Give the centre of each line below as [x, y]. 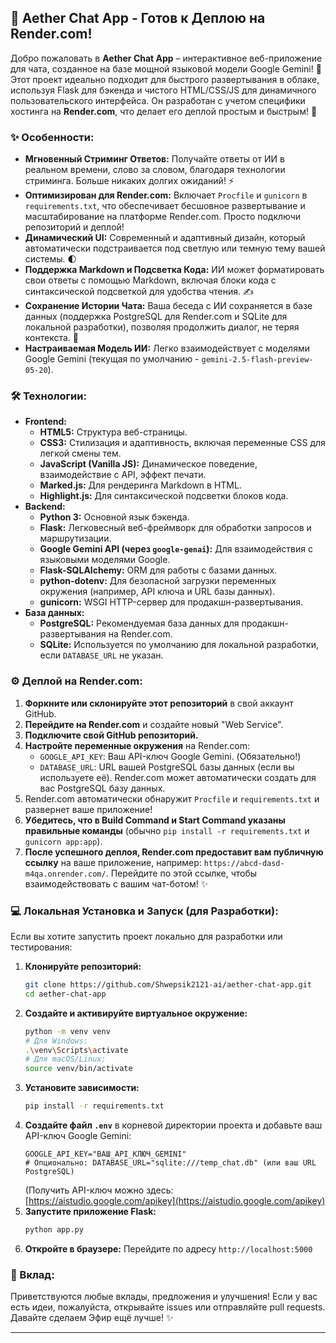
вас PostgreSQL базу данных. [102, 788]
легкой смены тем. [80, 453]
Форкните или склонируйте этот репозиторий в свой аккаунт [159, 703]
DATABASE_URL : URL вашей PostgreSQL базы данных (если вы [167, 767]
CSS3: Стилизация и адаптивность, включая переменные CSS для [182, 443]
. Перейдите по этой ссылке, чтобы [181, 873]
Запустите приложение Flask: [90, 1211]
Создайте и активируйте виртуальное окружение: [136, 1013]
